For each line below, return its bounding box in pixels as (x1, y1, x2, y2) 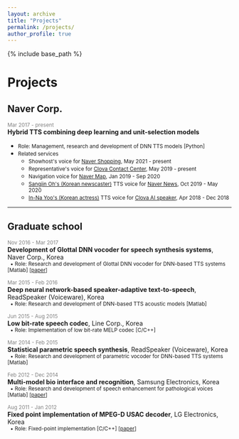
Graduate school (7, 220, 83, 232)
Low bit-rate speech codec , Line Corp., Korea (7, 319, 144, 327)
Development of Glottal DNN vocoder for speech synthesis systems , (7, 246, 214, 254)
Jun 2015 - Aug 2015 (7, 313, 58, 320)
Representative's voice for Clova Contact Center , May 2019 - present (28, 166, 197, 173)
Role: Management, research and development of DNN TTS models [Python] (17, 143, 205, 150)
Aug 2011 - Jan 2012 (7, 404, 57, 411)
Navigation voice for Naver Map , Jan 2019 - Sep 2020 (28, 173, 161, 180)
